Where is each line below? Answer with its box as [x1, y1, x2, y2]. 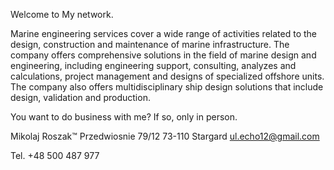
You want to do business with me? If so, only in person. [10, 111, 238, 123]
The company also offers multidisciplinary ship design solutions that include [10, 81, 324, 93]
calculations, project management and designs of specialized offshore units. [10, 70, 325, 82]
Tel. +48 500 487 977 [10, 150, 100, 161]
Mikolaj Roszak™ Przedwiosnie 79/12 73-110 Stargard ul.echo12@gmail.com [10, 130, 320, 142]
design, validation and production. [10, 92, 151, 103]
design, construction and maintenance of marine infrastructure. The [10, 39, 290, 50]
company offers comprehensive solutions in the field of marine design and [10, 49, 317, 61]
